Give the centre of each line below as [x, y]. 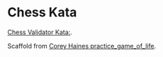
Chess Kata [42, 12]
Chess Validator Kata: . [40, 32]
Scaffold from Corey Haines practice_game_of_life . [82, 46]
